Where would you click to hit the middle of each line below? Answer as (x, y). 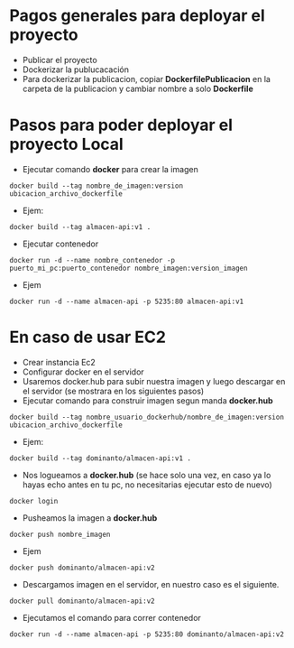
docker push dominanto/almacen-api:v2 (82, 568)
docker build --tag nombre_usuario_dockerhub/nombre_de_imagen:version (147, 417)
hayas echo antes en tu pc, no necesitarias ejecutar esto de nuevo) (147, 485)
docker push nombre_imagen (60, 534)
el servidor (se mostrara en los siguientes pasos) (113, 391)
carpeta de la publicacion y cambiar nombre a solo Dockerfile (138, 88)
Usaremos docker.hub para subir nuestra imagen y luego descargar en (154, 381)
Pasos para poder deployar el (121, 125)
